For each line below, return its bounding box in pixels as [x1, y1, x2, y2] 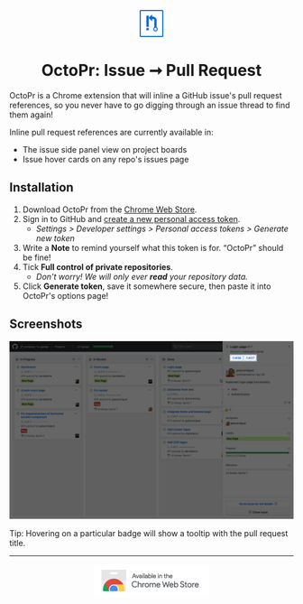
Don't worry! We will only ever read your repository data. [35, 271, 248, 282]
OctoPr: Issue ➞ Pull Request [41, 60, 262, 81]
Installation [9, 180, 74, 195]
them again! [9, 109, 54, 120]
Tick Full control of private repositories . [22, 261, 173, 272]
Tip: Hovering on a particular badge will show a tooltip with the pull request [9, 527, 289, 538]
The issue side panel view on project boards [22, 144, 188, 154]
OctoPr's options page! [22, 290, 109, 301]
